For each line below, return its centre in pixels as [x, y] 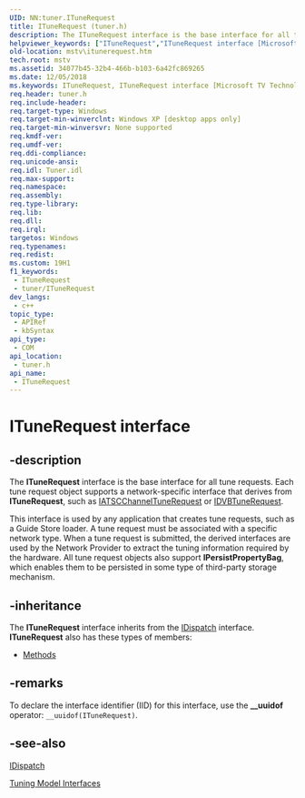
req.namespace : [38, 187]
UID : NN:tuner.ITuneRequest [63, 18]
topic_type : [32, 314]
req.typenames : [38, 247]
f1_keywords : [34, 272]
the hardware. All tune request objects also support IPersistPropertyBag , [147, 558]
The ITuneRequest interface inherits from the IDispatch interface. [132, 628]
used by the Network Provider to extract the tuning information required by [149, 548]
